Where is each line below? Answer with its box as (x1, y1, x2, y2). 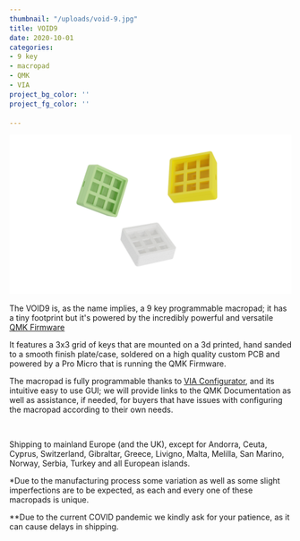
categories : (9, 43, 54, 52)
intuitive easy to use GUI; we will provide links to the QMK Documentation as (9, 385, 292, 396)
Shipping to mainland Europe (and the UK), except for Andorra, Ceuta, (9, 439, 268, 450)
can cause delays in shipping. (9, 520, 119, 532)
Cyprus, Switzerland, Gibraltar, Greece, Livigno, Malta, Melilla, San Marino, (9, 448, 285, 459)
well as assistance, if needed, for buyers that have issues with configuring (9, 394, 283, 405)
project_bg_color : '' (9, 90, 90, 99)
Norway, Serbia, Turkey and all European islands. (9, 458, 191, 468)
